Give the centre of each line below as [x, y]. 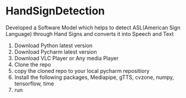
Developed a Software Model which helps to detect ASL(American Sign [93, 27]
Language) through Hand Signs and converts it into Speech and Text [90, 33]
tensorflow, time [34, 83]
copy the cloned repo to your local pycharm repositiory [82, 71]
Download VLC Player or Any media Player [66, 58]
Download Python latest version [53, 45]
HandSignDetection [55, 11]
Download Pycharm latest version [55, 51]
